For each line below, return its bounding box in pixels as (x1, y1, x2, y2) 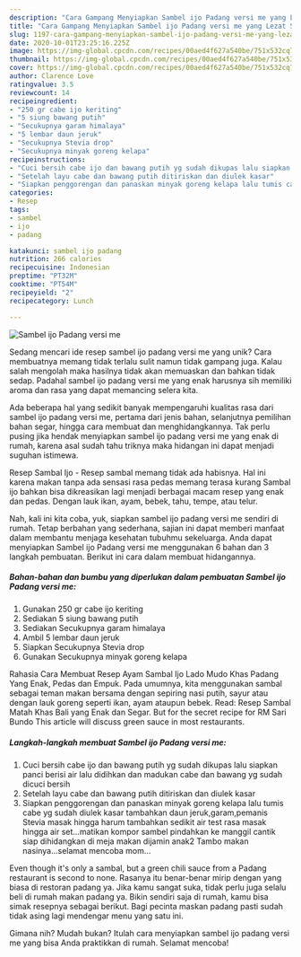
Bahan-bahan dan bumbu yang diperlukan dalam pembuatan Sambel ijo (9, 572, 287, 583)
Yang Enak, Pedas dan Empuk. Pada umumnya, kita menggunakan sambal (9, 679, 282, 689)
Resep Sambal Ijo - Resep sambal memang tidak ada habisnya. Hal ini (9, 467, 266, 478)
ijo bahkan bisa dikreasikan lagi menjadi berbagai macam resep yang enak (9, 486, 284, 496)
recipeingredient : (9, 96, 78, 106)
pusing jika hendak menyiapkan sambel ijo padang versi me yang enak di (9, 430, 279, 441)
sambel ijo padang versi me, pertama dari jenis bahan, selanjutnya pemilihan (9, 411, 291, 422)
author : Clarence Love (9, 72, 94, 81)
